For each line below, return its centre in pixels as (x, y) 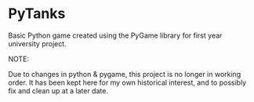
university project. (37, 43)
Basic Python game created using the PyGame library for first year (115, 35)
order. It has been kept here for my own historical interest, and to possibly (127, 82)
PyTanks (37, 14)
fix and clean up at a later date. (58, 90)
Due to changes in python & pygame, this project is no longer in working (125, 74)
